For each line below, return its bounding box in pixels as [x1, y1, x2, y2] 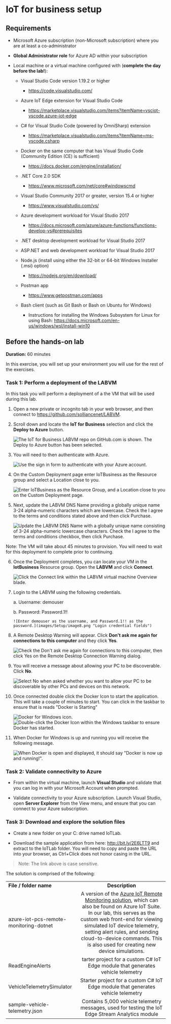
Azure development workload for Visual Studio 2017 [20, 212, 129, 218]
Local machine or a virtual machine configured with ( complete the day [13, 63, 161, 68]
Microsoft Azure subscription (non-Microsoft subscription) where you [13, 37, 159, 43]
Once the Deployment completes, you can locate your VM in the [13, 559, 148, 565]
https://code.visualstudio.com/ [28, 88, 93, 94]
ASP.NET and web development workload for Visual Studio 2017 [20, 247, 155, 253]
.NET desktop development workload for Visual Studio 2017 [20, 238, 145, 243]
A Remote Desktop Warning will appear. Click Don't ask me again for [13, 632, 158, 639]
